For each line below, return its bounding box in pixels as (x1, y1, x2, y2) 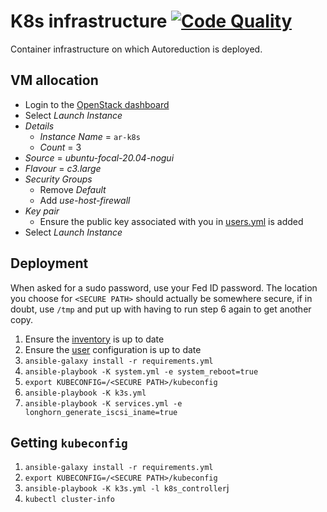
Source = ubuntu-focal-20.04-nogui (24, 151, 175, 164)
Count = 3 (39, 141, 82, 153)
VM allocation (10, 72, 99, 89)
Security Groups (24, 173, 93, 185)
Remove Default (39, 183, 107, 195)
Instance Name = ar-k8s (39, 130, 141, 142)
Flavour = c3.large (24, 162, 102, 174)
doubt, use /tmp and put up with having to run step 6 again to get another (10, 303, 312, 315)
